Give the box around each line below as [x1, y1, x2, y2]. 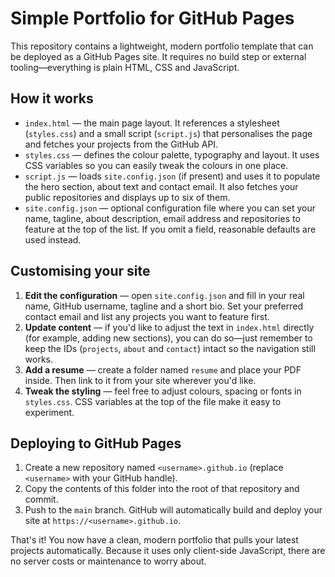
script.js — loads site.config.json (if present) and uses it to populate [24, 170, 321, 182]
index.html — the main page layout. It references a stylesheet [24, 117, 280, 129]
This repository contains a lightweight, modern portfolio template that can [10, 40, 314, 52]
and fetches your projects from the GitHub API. [24, 138, 219, 150]
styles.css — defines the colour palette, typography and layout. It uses [24, 148, 320, 161]
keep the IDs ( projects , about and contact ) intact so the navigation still [24, 342, 316, 354]
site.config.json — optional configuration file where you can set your [24, 202, 316, 214]
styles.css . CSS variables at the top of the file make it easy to [24, 395, 282, 407]
